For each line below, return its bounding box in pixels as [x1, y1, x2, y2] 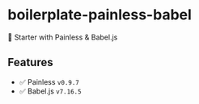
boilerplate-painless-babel [7, 6, 192, 24]
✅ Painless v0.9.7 [19, 77, 80, 86]
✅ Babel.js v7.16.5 [19, 86, 82, 96]
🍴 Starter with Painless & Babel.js [7, 32, 118, 42]
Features [7, 56, 53, 69]
